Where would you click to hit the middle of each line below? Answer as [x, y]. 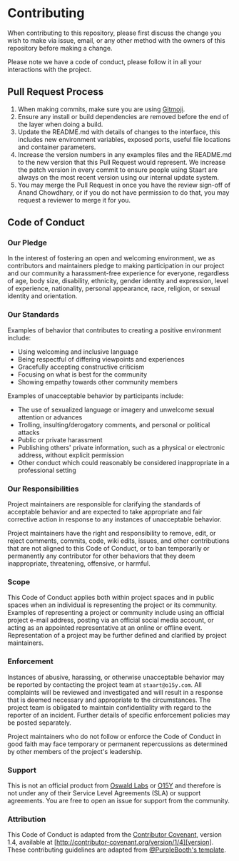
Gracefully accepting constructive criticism [81, 367]
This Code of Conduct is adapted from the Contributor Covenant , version [115, 835]
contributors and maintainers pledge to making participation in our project [116, 266]
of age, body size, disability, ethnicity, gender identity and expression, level [118, 281]
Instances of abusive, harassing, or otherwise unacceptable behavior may [116, 677]
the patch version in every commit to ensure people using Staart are [118, 170]
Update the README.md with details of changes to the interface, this [119, 132]
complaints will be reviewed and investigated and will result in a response [115, 692]
